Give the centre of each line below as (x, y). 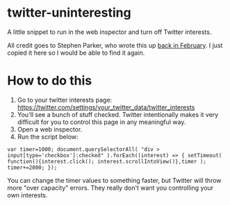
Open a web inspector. (50, 129)
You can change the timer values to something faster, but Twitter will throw (114, 180)
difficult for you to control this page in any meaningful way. (101, 122)
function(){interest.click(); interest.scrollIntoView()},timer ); (107, 161)
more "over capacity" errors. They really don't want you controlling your (110, 188)
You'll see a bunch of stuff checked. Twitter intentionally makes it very (118, 114)
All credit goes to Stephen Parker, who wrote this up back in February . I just (115, 45)
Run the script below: (48, 136)
